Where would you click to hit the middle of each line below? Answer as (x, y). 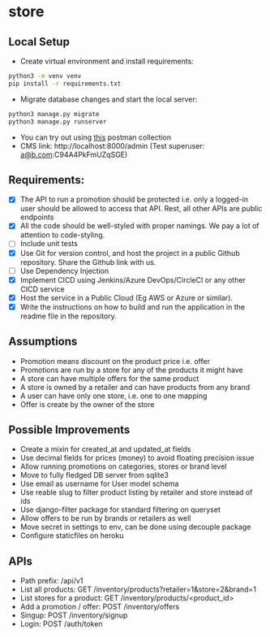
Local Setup (39, 42)
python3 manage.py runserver (58, 121)
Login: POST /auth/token (61, 624)
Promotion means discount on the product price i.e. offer (115, 361)
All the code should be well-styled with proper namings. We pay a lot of (139, 226)
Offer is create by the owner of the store (87, 404)
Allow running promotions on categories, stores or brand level (123, 466)
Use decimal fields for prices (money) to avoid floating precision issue (137, 458)
